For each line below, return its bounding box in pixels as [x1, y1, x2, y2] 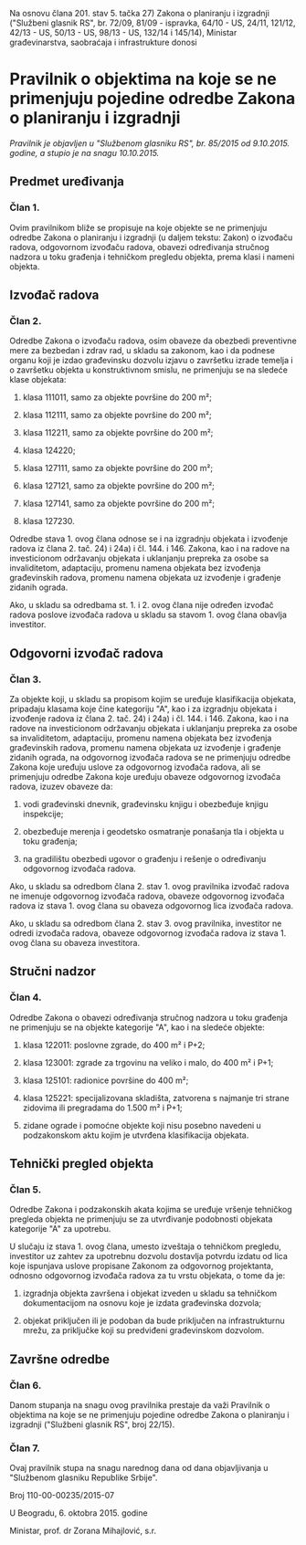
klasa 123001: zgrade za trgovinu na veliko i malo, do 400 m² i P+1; [22, 1056, 274, 1067]
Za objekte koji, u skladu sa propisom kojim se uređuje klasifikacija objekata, [9, 694, 297, 704]
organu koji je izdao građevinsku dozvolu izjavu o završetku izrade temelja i [9, 355, 294, 366]
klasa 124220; [22, 445, 76, 456]
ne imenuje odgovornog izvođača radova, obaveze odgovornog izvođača [9, 890, 285, 901]
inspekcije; [22, 808, 64, 819]
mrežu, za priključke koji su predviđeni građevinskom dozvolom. [22, 1325, 265, 1336]
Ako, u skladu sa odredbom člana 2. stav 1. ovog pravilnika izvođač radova [9, 881, 290, 891]
